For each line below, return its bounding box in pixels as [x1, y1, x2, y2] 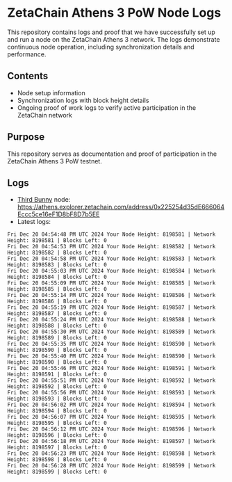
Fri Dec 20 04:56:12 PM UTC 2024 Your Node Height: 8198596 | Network [7, 426, 216, 433]
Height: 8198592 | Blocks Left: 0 [7, 383, 108, 390]
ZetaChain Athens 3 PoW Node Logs [7, 5, 222, 21]
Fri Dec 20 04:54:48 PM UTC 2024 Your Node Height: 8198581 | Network [7, 231, 216, 238]
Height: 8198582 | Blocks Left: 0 [7, 249, 108, 257]
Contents [7, 70, 49, 82]
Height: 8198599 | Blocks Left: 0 [7, 468, 108, 476]
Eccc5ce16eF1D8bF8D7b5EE [17, 210, 100, 218]
